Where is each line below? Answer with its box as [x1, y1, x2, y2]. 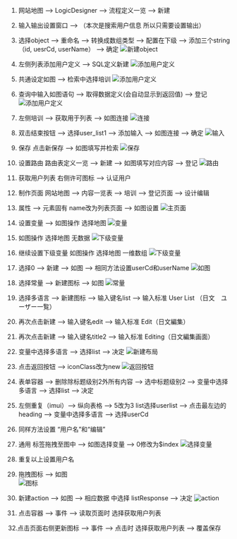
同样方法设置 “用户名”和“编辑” [18, 425, 106, 433]
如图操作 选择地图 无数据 [18, 234, 90, 242]
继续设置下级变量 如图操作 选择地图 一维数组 [18, 249, 147, 257]
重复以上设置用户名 [18, 455, 75, 464]
